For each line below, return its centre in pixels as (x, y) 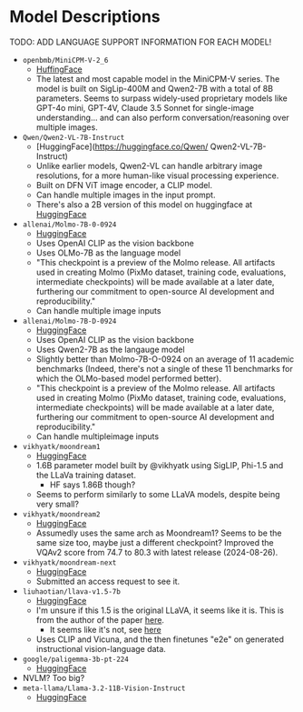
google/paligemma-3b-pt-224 (75, 659)
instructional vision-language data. (101, 648)
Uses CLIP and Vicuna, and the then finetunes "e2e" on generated (160, 639)
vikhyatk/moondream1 (61, 446)
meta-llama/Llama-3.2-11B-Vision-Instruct (104, 688)
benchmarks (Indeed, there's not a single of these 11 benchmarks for (164, 368)
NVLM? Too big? (54, 677)
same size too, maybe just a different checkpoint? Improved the (155, 542)
